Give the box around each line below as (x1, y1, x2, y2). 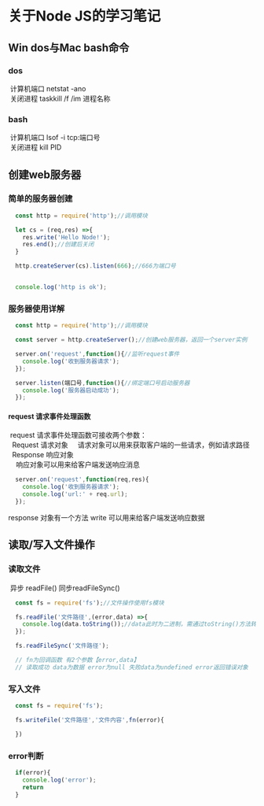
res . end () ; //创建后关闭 (22, 241, 94, 249)
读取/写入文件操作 (8, 538, 96, 552)
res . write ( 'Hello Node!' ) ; (22, 233, 111, 241)
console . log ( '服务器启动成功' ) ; (22, 386, 120, 394)
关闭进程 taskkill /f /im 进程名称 (9, 94, 112, 103)
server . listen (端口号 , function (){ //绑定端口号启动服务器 (15, 379, 190, 386)
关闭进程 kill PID (9, 142, 62, 152)
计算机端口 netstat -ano (9, 83, 86, 93)
